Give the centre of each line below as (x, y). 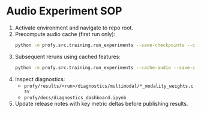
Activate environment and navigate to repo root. (74, 28)
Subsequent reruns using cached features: (68, 56)
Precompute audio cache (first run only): (65, 34)
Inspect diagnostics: (40, 79)
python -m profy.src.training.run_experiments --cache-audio (93, 67)
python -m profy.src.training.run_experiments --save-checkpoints (100, 45)
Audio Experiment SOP (64, 11)
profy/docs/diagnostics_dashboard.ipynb (75, 97)
